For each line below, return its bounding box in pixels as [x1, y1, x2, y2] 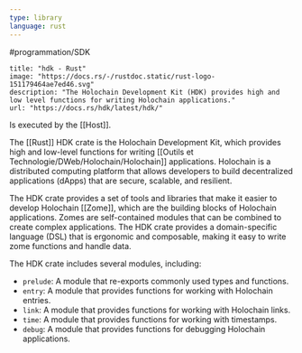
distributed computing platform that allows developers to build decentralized [9, 165, 293, 176]
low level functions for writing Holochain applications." [9, 96, 236, 105]
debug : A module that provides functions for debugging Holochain [22, 323, 266, 334]
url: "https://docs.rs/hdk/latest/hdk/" [9, 103, 164, 113]
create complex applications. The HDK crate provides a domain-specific [9, 221, 278, 232]
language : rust [9, 22, 67, 31]
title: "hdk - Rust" [9, 64, 87, 73]
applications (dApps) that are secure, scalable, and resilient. [9, 175, 233, 186]
